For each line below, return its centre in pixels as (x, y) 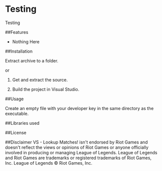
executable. (17, 114)
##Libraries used (22, 123)
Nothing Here (26, 42)
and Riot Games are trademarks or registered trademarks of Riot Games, (78, 158)
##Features (17, 32)
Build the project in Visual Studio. (46, 89)
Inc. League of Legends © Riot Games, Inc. (49, 163)
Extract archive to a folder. (32, 60)
